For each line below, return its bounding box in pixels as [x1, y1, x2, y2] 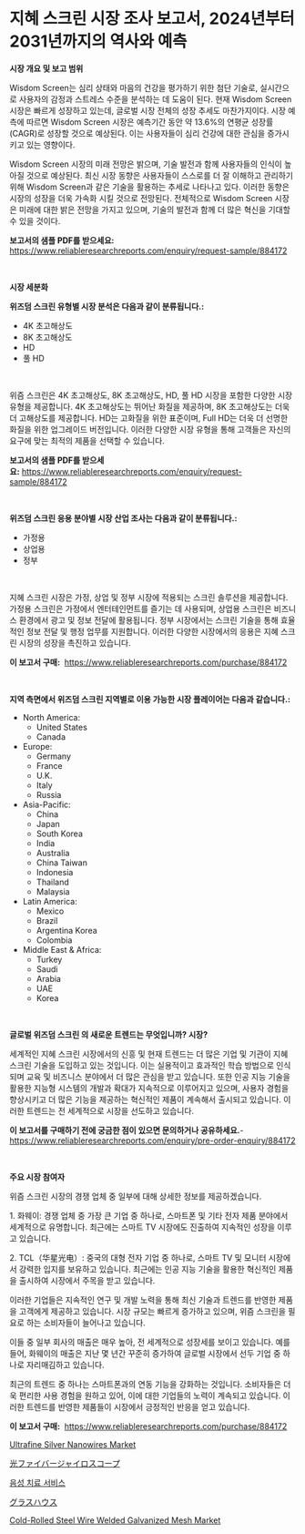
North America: [22, 711, 80, 722]
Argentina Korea [36, 925, 97, 936]
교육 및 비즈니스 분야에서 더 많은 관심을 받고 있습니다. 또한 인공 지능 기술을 [25, 1071, 291, 1082]
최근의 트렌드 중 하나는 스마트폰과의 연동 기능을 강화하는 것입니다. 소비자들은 [9, 1378, 282, 1389]
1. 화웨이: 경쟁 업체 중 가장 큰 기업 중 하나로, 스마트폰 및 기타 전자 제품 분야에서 [9, 1210, 289, 1221]
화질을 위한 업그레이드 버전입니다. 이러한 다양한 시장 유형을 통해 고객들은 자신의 [9, 424, 291, 435]
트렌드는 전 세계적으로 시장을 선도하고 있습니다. [25, 1105, 194, 1116]
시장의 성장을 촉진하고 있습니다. [18, 637, 131, 648]
